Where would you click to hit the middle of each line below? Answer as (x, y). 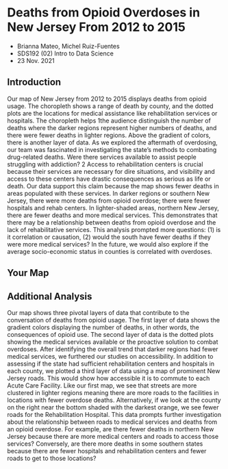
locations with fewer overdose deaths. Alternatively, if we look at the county (114, 400)
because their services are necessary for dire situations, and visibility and (111, 171)
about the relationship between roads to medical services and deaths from (112, 422)
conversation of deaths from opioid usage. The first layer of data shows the (114, 320)
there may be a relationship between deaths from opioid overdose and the (112, 222)
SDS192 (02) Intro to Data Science (65, 53)
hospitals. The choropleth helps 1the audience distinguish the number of (109, 121)
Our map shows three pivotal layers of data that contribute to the (98, 312)
